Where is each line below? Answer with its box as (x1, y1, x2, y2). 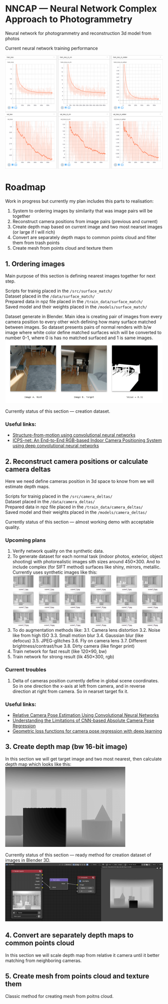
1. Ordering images (5, 260, 65, 268)
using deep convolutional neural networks (12, 443, 99, 449)
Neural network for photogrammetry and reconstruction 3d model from (5, 30, 151, 36)
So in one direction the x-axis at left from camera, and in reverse (12, 683, 145, 689)
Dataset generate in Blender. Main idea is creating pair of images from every (5, 313, 162, 319)
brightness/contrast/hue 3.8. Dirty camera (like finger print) (12, 643, 135, 649)
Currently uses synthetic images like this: (12, 569, 97, 575)
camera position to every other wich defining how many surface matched (5, 319, 156, 325)
